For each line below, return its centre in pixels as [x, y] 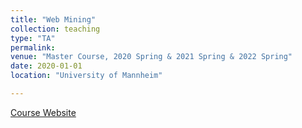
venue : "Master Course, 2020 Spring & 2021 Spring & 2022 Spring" [151, 57]
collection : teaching [55, 29]
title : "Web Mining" [53, 19]
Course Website [43, 112]
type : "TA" [33, 38]
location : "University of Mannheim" [86, 76]
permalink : [33, 47]
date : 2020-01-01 [46, 66]
